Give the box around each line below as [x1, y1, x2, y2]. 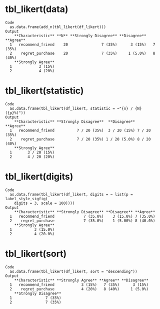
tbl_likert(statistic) [5, 85, 84, 96]
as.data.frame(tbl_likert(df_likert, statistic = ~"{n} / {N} [9, 106, 142, 111]
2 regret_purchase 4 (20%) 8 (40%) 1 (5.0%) [9, 286, 149, 291]
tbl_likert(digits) [5, 171, 73, 183]
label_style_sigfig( [5, 196, 48, 201]
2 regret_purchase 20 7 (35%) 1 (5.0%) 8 [9, 51, 155, 56]
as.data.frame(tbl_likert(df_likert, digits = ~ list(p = [9, 192, 133, 197]
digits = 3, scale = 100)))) [14, 201, 75, 206]
